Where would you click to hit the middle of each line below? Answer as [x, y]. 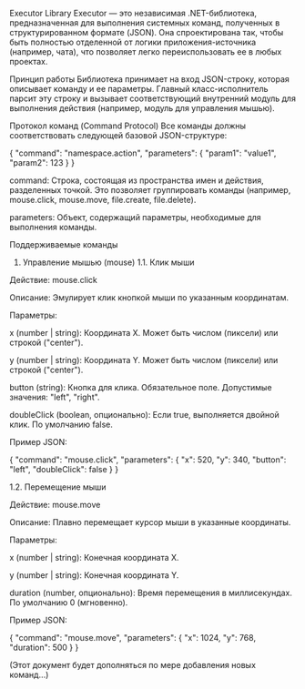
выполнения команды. [53, 227]
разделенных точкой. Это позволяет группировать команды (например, [150, 190]
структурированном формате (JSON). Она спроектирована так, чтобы [147, 32]
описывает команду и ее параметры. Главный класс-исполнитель [139, 89]
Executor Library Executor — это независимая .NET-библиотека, [133, 13]
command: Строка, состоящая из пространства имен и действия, [137, 180]
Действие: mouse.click [53, 280]
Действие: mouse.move [55, 505]
